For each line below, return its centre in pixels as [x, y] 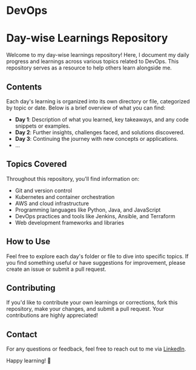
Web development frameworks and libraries [70, 222]
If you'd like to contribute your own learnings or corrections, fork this [92, 302]
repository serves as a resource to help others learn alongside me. [89, 68]
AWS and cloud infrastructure [52, 203]
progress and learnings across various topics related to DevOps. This [93, 62]
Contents [24, 87]
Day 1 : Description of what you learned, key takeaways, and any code [102, 119]
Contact [22, 334]
